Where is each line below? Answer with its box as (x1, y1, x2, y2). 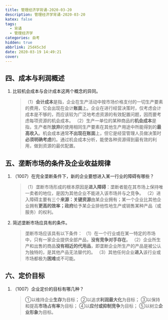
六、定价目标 (5, 272, 45, 280)
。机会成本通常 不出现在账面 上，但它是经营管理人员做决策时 (38, 130, 161, 136)
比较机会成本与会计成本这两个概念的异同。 (12, 88, 101, 94)
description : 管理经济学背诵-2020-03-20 (5, 12, 86, 17)
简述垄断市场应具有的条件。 (12, 220, 70, 226)
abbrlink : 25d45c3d (5, 45, 46, 50)
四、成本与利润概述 (5, 74, 65, 82)
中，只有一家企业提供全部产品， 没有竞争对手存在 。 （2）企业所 (25, 237, 157, 243)
